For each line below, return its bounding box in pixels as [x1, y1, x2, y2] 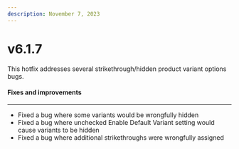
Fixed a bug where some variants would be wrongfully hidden [17, 111, 199, 119]
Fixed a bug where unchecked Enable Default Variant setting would [17, 118, 215, 126]
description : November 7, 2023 [7, 10, 100, 18]
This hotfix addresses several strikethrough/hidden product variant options [7, 65, 227, 73]
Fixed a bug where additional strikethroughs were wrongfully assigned [17, 133, 224, 142]
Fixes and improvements [7, 88, 82, 96]
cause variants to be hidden [17, 126, 100, 134]
